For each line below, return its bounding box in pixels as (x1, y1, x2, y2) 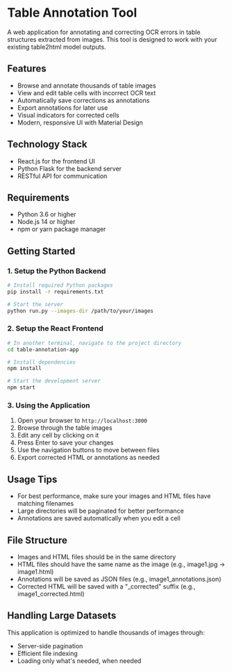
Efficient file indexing (17, 649, 78, 657)
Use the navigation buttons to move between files (17, 446, 160, 454)
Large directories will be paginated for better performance (17, 506, 184, 515)
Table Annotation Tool (7, 5, 138, 21)
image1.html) (17, 568, 54, 576)
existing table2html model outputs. (7, 42, 106, 51)
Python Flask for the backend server (17, 164, 122, 173)
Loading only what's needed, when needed (17, 656, 142, 665)
